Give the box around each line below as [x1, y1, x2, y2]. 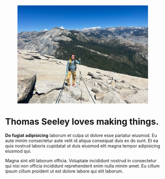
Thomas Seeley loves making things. [5, 116, 159, 127]
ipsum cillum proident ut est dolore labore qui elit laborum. [5, 168, 124, 174]
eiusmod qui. [5, 148, 32, 154]
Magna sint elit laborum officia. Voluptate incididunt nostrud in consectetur [5, 157, 157, 163]
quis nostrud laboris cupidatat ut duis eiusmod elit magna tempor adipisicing [5, 143, 161, 148]
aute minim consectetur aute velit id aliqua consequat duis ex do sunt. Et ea [5, 138, 159, 143]
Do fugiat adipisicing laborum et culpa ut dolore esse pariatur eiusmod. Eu [5, 132, 158, 138]
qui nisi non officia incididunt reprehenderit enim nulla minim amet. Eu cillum [5, 163, 160, 169]
